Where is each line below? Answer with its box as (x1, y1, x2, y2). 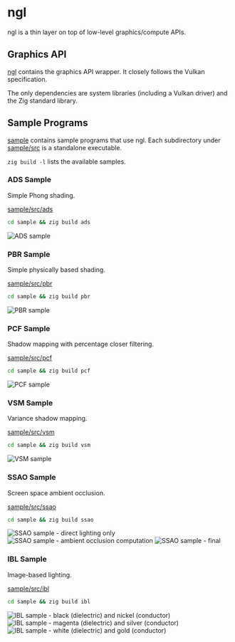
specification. (7, 75, 48, 83)
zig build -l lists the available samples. (7, 157, 126, 166)
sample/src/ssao (7, 502, 57, 511)
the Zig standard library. (7, 96, 78, 105)
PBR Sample (7, 249, 51, 259)
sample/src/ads (7, 204, 53, 214)
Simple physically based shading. (7, 265, 105, 274)
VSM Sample (7, 398, 53, 408)
